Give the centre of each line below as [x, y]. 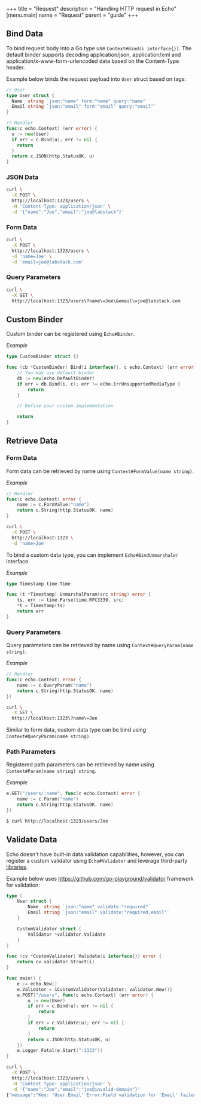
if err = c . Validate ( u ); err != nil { [76, 1023]
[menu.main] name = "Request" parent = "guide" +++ [72, 15]
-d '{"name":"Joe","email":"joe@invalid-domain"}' [76, 1089]
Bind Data [25, 34]
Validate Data [32, 840]
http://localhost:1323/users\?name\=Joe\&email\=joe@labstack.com [96, 301]
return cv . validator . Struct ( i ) [56, 962]
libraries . [17, 867]
